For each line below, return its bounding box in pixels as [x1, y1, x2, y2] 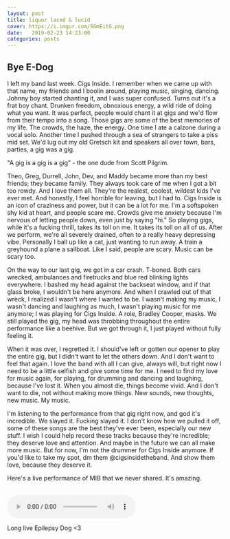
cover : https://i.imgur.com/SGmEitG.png [7, 23, 125, 30]
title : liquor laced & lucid [7, 17, 91, 23]
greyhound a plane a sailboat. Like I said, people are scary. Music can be [7, 245, 214, 253]
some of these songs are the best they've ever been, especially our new [7, 424, 211, 432]
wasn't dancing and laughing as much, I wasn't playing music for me [7, 302, 201, 310]
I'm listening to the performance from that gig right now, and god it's [7, 409, 200, 417]
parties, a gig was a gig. [7, 145, 75, 154]
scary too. [7, 252, 36, 260]
